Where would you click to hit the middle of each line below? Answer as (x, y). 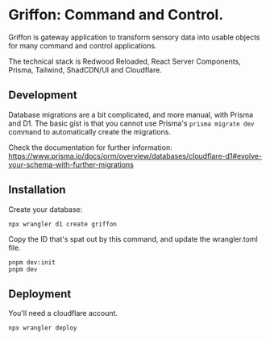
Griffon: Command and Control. (116, 15)
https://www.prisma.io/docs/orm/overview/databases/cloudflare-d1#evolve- (135, 155)
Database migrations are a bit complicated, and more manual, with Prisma (131, 114)
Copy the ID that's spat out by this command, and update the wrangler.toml (133, 238)
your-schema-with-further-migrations (71, 164)
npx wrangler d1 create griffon (62, 224)
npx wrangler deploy (43, 328)
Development (43, 95)
